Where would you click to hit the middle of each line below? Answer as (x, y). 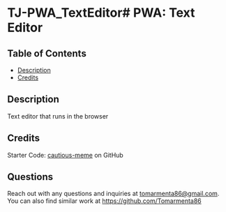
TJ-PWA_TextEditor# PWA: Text (101, 13)
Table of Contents (47, 53)
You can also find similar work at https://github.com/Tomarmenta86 (105, 201)
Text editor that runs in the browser (58, 116)
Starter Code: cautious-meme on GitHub (65, 155)
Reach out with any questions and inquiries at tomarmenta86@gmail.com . (113, 194)
